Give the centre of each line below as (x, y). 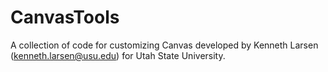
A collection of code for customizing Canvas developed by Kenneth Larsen (164, 45)
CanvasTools (65, 17)
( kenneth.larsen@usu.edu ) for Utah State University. (118, 55)
